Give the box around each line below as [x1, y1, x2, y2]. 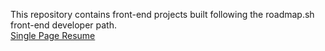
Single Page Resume [10, 30, 96, 41]
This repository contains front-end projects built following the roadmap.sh [10, 9, 315, 20]
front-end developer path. [10, 19, 117, 31]
